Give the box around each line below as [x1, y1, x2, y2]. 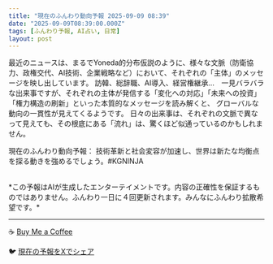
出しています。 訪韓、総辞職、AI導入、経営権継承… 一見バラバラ [43, 78, 265, 88]
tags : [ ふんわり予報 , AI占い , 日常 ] [8, 27, 120, 35]
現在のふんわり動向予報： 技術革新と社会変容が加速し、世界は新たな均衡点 [8, 146, 260, 156]
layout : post [8, 34, 53, 43]
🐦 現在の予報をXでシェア [8, 247, 95, 257]
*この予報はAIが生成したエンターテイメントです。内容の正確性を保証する [8, 182, 253, 192]
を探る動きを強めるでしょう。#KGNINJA [8, 156, 144, 167]
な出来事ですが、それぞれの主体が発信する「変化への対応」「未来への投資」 [8, 89, 262, 98]
